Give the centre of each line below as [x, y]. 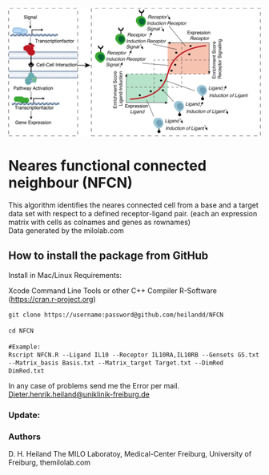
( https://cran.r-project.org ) [52, 299]
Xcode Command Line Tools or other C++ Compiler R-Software [113, 290]
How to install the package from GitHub [108, 256]
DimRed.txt [26, 371]
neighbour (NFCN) [71, 183]
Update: [24, 415]
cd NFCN [21, 331]
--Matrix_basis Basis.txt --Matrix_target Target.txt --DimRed [116, 363]
